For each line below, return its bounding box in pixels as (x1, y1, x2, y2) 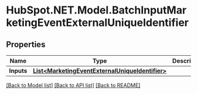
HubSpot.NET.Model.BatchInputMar (6, 4, 186, 17)
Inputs (9, 67, 28, 75)
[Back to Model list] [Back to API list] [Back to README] (6, 82, 141, 89)
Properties (6, 39, 46, 49)
